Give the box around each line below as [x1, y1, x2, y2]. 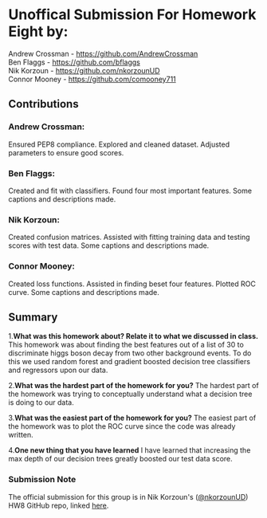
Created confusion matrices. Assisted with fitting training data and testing [8, 233, 250, 242]
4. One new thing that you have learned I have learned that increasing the [8, 445, 251, 455]
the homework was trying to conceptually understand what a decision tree [8, 389, 253, 399]
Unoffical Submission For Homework [8, 6, 257, 24]
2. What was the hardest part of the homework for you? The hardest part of [8, 381, 259, 390]
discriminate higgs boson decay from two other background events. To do [8, 348, 252, 358]
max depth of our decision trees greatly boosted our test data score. [8, 454, 233, 464]
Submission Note [8, 474, 77, 485]
